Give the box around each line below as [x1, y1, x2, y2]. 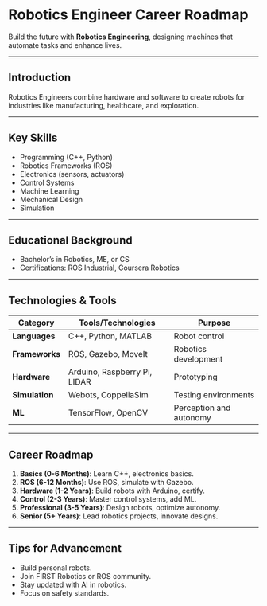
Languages [12, 330, 56, 342]
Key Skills [8, 131, 58, 145]
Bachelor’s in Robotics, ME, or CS [19, 255, 130, 264]
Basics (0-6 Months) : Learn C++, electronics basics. [19, 469, 195, 479]
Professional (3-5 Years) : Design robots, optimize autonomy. [19, 503, 221, 512]
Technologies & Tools [8, 293, 117, 307]
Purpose [197, 317, 231, 328]
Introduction [8, 71, 72, 84]
